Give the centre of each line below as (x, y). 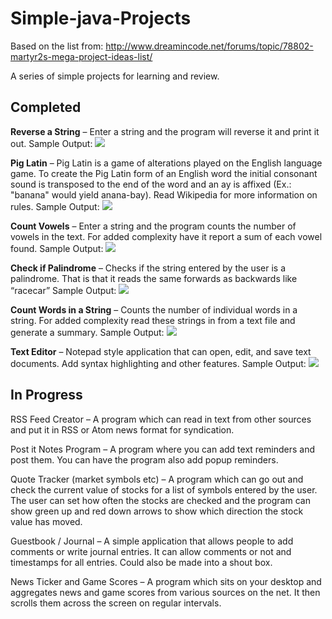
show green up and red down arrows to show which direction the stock (157, 511)
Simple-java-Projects (101, 18)
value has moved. (46, 521)
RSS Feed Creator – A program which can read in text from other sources (161, 419)
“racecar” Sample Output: (63, 290)
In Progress (46, 395)
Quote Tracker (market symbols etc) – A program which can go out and (157, 479)
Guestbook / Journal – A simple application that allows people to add (152, 541)
